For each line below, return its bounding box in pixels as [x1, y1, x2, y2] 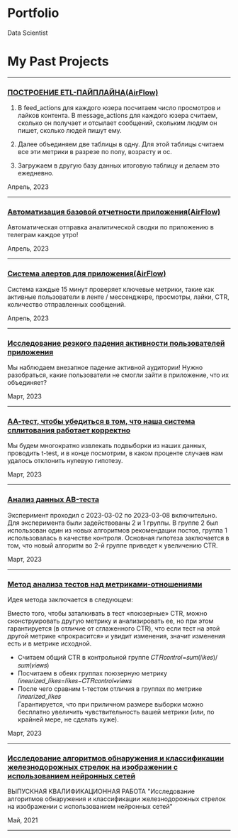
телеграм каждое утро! [7, 231, 79, 239]
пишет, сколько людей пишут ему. [17, 126, 122, 135]
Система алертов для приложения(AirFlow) [7, 268, 166, 278]
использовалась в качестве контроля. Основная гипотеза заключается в [7, 533, 229, 542]
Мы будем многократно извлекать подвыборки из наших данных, [7, 442, 208, 450]
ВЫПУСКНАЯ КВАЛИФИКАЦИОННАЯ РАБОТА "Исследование [7, 787, 195, 796]
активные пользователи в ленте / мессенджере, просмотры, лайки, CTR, [7, 293, 230, 301]
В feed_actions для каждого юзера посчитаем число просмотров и [17, 104, 221, 112]
